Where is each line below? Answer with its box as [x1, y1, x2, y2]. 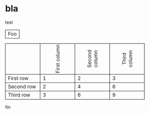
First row [8, 75, 29, 81]
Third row [8, 91, 31, 98]
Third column [121, 50, 134, 68]
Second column [86, 50, 99, 68]
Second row [8, 83, 36, 90]
